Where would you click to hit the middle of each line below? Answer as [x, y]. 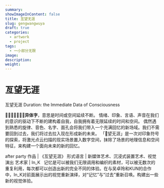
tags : [11, 46]
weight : [13, 64]
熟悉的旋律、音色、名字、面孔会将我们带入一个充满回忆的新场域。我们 [80, 128]
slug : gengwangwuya [25, 23]
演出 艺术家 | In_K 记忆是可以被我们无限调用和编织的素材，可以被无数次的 [80, 162]
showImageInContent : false [33, 14]
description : [18, 60]
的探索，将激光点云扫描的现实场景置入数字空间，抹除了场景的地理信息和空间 [82, 140]
